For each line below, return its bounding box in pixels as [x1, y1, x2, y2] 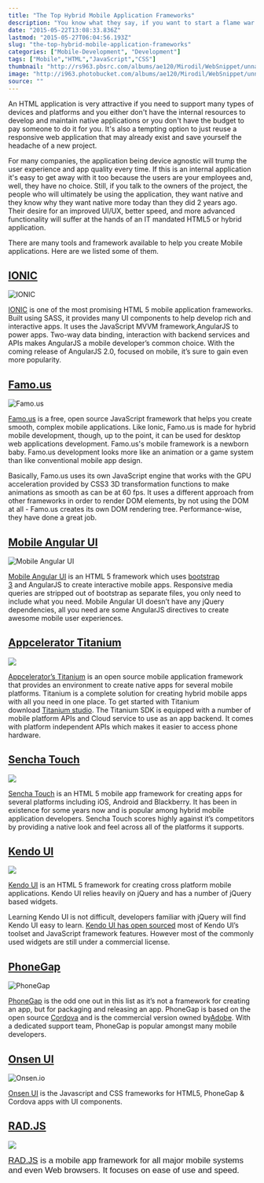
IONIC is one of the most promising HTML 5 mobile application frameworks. [8, 305, 254, 314]
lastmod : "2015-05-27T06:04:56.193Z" [8, 33, 132, 42]
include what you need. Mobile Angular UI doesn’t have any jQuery [8, 597, 225, 606]
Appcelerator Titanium [8, 636, 122, 649]
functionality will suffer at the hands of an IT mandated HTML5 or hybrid [8, 214, 242, 224]
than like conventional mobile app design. [8, 456, 143, 465]
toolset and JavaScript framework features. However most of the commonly [8, 929, 254, 939]
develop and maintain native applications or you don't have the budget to [8, 116, 245, 125]
